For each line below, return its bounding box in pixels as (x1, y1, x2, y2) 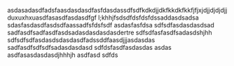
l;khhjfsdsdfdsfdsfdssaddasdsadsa (97, 13, 200, 22)
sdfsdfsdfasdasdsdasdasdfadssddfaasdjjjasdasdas (7, 36, 156, 44)
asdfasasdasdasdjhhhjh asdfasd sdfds (7, 51, 118, 59)
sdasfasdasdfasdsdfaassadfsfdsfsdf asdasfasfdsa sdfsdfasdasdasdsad (7, 21, 215, 29)
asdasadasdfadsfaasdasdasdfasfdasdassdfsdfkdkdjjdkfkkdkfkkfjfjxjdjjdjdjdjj (7, 6, 228, 14)
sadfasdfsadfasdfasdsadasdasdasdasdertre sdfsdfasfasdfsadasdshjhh (7, 28, 212, 37)
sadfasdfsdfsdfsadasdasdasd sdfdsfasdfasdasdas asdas (7, 44, 172, 51)
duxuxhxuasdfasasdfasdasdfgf (7, 13, 97, 22)
